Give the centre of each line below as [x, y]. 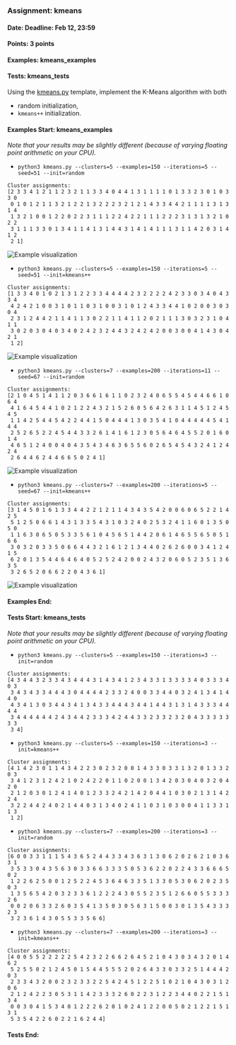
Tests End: [23, 1034]
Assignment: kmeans [45, 11]
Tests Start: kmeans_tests [47, 617]
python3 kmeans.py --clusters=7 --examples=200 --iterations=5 [113, 485]
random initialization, [48, 106]
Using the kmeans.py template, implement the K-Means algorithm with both [117, 91]
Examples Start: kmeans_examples [60, 129]
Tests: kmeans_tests [39, 76]
